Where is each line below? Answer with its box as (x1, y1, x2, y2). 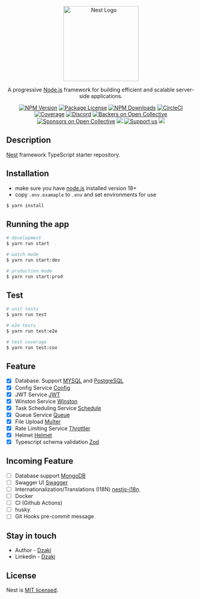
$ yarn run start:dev (6, 257, 61, 263)
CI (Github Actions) (14, 499, 63, 506)
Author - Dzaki (14, 547, 52, 554)
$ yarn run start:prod (6, 274, 63, 280)
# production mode (6, 268, 52, 274)
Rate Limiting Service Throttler (14, 425, 91, 432)
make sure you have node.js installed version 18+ (14, 184, 137, 192)
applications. (91, 93, 123, 99)
